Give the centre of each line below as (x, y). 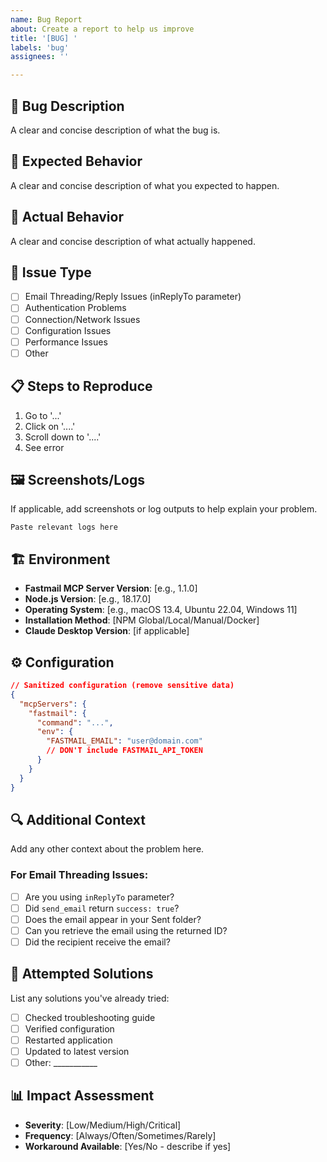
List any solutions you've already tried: (90, 998)
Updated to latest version (77, 1051)
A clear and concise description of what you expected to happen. (145, 185)
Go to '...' (43, 415)
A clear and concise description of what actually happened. (133, 241)
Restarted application (68, 1040)
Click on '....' (50, 426)
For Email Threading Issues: (79, 875)
